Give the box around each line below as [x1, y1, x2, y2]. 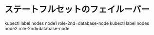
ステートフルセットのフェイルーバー [4, 4, 150, 15]
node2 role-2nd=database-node [4, 25, 70, 31]
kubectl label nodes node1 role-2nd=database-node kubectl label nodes [4, 20, 150, 26]
